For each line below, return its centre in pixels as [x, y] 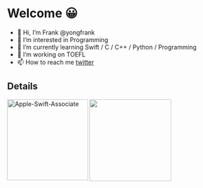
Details [22, 86]
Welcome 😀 [42, 13]
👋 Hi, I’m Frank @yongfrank [56, 32]
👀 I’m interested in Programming [63, 39]
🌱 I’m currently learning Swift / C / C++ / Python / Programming [107, 47]
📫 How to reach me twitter [55, 62]
